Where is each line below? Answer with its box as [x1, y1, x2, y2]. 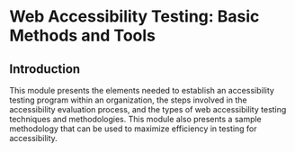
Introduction [9, 61, 81, 76]
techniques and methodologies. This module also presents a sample [9, 114, 263, 124]
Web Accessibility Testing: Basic [9, 6, 260, 27]
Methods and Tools [9, 25, 156, 46]
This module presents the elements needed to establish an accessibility [9, 85, 274, 95]
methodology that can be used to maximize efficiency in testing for [9, 123, 258, 134]
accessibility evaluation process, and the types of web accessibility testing [9, 104, 287, 114]
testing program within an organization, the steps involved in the [9, 94, 247, 105]
